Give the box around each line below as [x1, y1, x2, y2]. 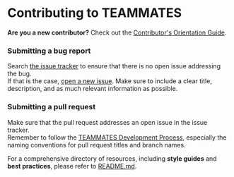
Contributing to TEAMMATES [7, 5, 182, 21]
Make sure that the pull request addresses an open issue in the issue [7, 118, 208, 126]
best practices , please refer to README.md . [7, 161, 137, 170]
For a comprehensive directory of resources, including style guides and [7, 154, 217, 163]
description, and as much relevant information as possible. [7, 85, 178, 93]
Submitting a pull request [7, 102, 96, 112]
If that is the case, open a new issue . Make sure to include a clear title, [7, 77, 212, 85]
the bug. [7, 69, 32, 78]
